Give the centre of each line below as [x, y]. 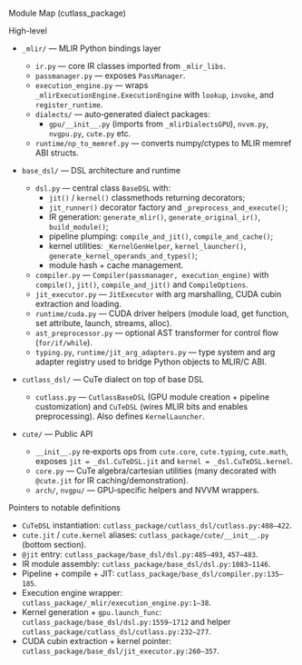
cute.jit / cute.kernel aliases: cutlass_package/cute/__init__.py [145, 535]
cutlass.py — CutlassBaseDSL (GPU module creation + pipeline [152, 397]
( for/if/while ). [63, 342]
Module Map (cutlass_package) [67, 13]
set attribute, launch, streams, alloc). [103, 323]
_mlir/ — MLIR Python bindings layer [91, 48]
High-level [28, 30]
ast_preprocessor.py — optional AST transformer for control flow [157, 332]
